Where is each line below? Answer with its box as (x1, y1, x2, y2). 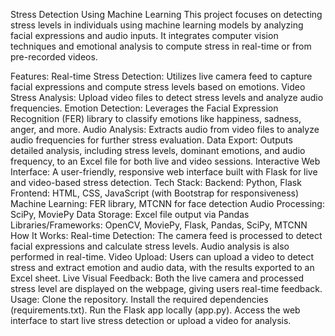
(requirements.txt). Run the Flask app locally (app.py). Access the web (10, 304, 301, 316)
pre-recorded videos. (10, 51, 98, 63)
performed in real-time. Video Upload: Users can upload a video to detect (10, 251, 314, 263)
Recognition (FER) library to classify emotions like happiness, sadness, (10, 113, 302, 124)
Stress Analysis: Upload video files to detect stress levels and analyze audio (10, 92, 324, 103)
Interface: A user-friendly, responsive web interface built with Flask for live (10, 166, 318, 178)
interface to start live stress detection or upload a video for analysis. (10, 315, 292, 326)
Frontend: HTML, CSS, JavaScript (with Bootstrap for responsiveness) (10, 187, 300, 199)
